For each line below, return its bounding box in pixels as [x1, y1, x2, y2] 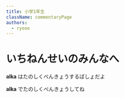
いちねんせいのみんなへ [6, 53, 120, 66]
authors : [6, 19, 28, 25]
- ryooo [11, 25, 31, 31]
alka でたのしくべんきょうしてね [6, 86, 85, 93]
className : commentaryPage [6, 14, 72, 20]
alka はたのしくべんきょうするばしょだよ [6, 73, 106, 80]
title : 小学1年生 [6, 8, 45, 15]
